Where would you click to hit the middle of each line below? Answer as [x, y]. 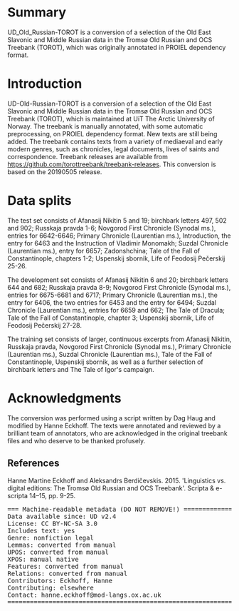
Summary [37, 12]
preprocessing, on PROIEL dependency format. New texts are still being [112, 133]
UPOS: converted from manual [58, 552]
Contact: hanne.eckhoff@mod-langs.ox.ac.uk [84, 595]
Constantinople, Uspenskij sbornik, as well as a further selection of [106, 362]
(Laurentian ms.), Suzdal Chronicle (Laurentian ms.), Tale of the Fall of [110, 354]
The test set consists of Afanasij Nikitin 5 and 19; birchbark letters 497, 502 [117, 220]
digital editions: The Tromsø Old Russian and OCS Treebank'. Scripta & [111, 488]
